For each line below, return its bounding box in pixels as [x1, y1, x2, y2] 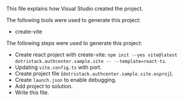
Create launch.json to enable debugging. [14, 77, 117, 83]
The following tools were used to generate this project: [6, 17, 141, 23]
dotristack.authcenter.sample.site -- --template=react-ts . [14, 58, 167, 64]
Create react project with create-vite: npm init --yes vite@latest [14, 51, 178, 58]
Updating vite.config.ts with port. [14, 64, 102, 71]
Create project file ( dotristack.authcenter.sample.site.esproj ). [14, 70, 173, 77]
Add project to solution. [14, 83, 73, 90]
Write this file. [14, 89, 50, 96]
